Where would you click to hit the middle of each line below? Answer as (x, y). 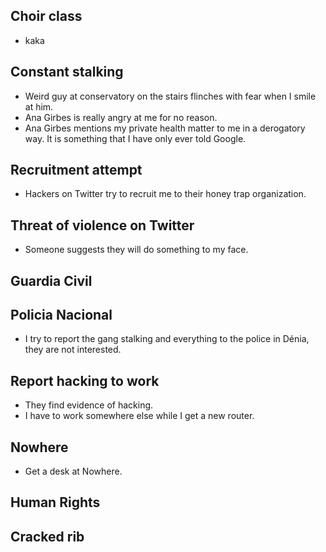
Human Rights (55, 502)
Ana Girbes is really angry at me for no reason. (121, 117)
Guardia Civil (51, 280)
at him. (39, 106)
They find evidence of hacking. (89, 405)
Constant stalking (67, 72)
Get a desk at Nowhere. (73, 471)
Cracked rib (47, 536)
